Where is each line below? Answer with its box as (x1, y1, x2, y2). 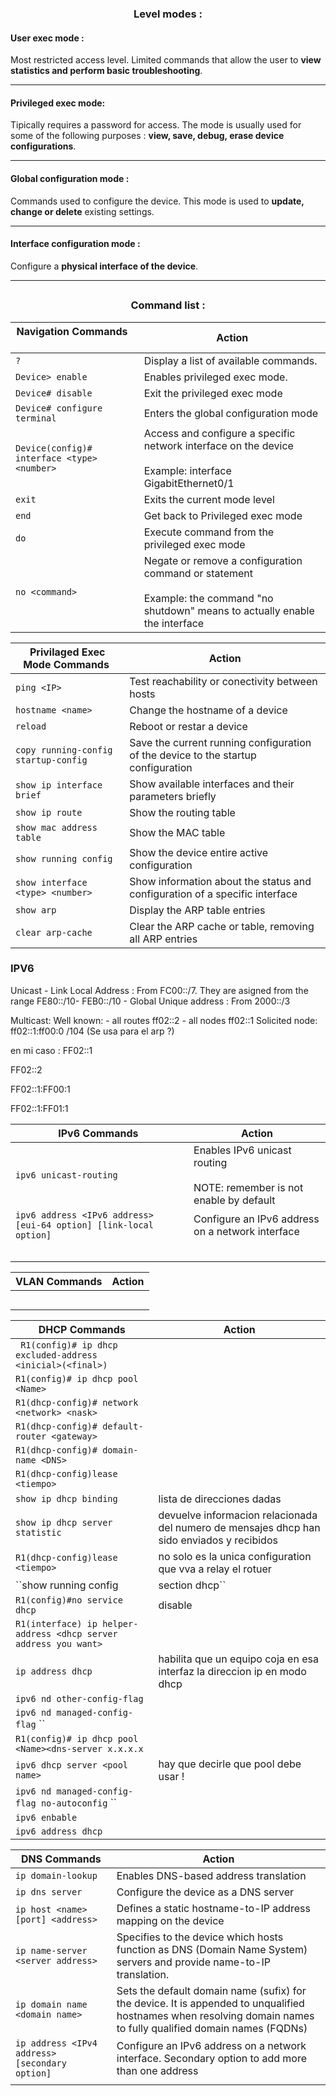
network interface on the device (143, 438, 294, 452)
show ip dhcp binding (15, 1493, 118, 1504)
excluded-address (15, 1349, 98, 1361)
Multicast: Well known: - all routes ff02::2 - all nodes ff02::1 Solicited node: (10, 1014, 318, 1026)
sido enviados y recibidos (158, 1533, 278, 1547)
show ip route (15, 807, 83, 818)
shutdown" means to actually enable (143, 603, 315, 617)
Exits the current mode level (143, 492, 275, 506)
